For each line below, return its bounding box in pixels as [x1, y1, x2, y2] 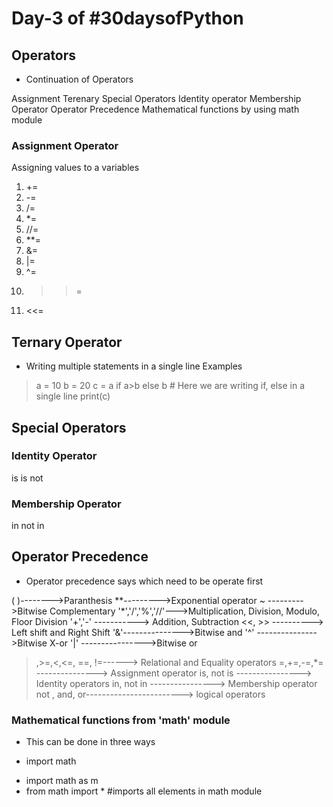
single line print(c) [35, 390, 111, 402]
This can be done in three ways [25, 736, 156, 748]
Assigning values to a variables [11, 162, 140, 174]
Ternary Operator [11, 333, 123, 351]
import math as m [25, 775, 99, 787]
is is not [11, 472, 44, 484]
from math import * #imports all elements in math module [25, 785, 263, 797]
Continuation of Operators [25, 73, 134, 85]
